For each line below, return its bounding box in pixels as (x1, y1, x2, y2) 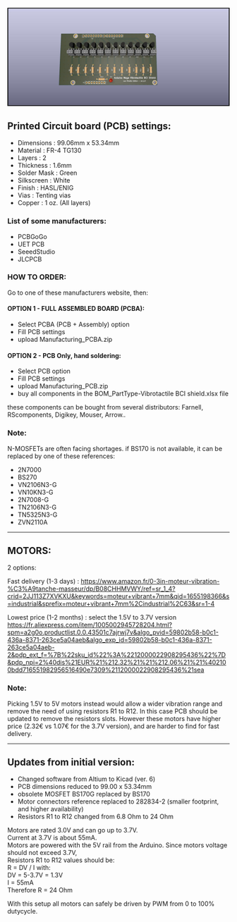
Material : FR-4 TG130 (17, 146, 82, 155)
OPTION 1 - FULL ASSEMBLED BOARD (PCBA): (7, 305, 145, 313)
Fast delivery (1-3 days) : (7, 577, 80, 586)
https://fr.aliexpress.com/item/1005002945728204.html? (7, 621, 173, 629)
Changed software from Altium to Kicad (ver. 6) (17, 775, 156, 783)
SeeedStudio (17, 247, 56, 256)
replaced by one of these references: (7, 452, 115, 460)
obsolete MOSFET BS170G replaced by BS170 (17, 790, 150, 799)
